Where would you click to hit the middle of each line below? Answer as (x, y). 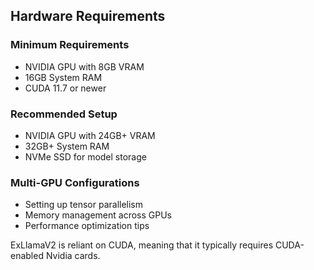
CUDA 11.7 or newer (65, 88)
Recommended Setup (64, 114)
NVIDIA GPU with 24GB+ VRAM (90, 135)
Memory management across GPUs (98, 215)
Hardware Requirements (88, 16)
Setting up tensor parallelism (84, 205)
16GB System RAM (63, 77)
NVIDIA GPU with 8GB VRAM (84, 66)
